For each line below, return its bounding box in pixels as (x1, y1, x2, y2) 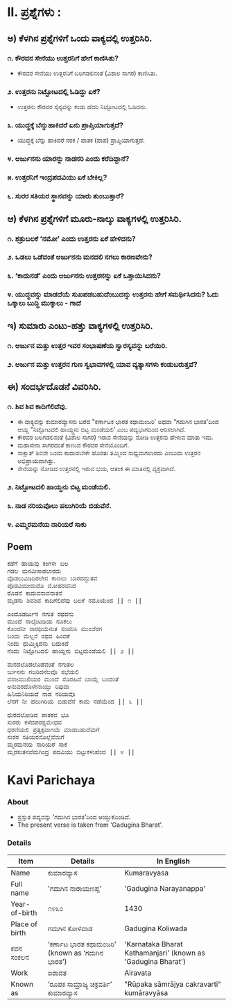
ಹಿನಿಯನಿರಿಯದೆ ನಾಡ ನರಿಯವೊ (7, 690, 76, 698)
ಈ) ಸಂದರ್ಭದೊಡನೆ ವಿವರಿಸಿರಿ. (7, 381, 102, 393)
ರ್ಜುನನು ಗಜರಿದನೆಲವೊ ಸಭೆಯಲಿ (7, 667, 80, 676)
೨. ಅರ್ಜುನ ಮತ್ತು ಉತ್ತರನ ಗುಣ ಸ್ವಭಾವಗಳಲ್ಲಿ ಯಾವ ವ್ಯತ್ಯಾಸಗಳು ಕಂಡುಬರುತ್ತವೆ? (7, 359, 198, 369)
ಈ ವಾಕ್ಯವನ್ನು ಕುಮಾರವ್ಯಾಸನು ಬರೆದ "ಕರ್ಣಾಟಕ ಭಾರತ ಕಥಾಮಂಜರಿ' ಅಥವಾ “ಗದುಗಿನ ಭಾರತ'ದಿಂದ (17, 418, 220, 426)
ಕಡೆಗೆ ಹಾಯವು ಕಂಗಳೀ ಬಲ (7, 560, 69, 567)
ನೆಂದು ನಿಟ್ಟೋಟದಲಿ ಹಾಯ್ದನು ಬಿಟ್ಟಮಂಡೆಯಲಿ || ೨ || (7, 647, 135, 655)
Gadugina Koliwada (124, 923, 188, 933)
